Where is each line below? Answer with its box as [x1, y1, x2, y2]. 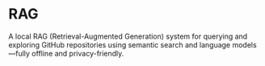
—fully [8, 48, 31, 58]
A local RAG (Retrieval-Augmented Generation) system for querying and [8, 31, 248, 41]
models [232, 39, 257, 49]
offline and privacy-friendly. [32, 48, 124, 58]
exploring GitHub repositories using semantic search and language [8, 39, 231, 49]
